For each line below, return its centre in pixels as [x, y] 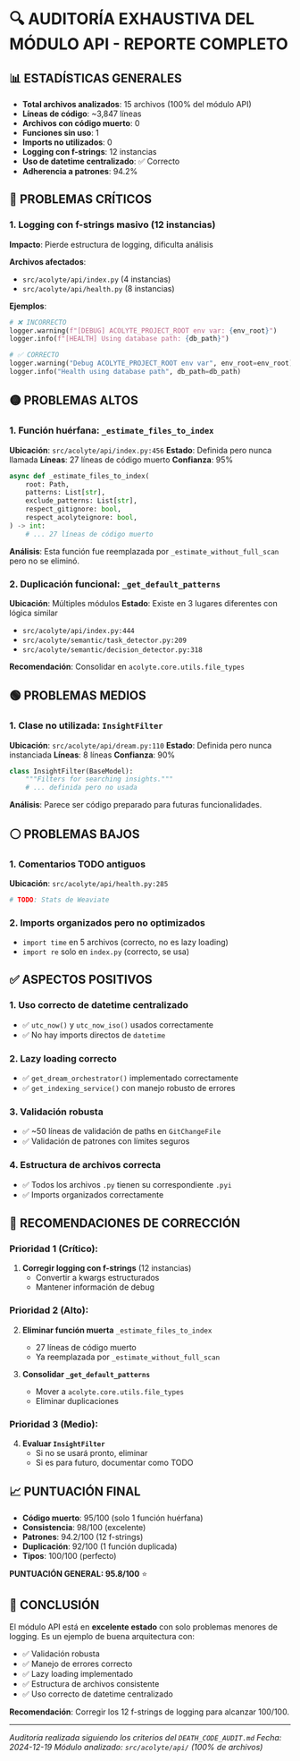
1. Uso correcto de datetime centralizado [99, 1005]
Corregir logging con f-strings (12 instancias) [107, 1268]
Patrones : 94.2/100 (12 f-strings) [83, 1537]
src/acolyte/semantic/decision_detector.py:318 [112, 650]
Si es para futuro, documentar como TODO [114, 1462]
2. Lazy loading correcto [63, 1058]
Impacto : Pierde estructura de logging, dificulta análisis [112, 244]
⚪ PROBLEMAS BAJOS [75, 834]
